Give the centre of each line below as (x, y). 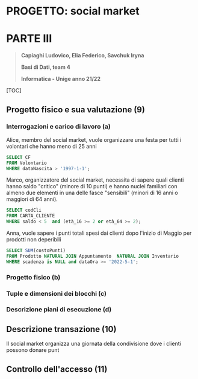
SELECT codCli (24, 210)
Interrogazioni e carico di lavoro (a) (59, 127)
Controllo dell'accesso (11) (57, 369)
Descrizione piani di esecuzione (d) (59, 310)
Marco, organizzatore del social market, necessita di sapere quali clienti (95, 180)
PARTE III (29, 39)
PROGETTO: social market (73, 11)
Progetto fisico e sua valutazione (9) (76, 110)
